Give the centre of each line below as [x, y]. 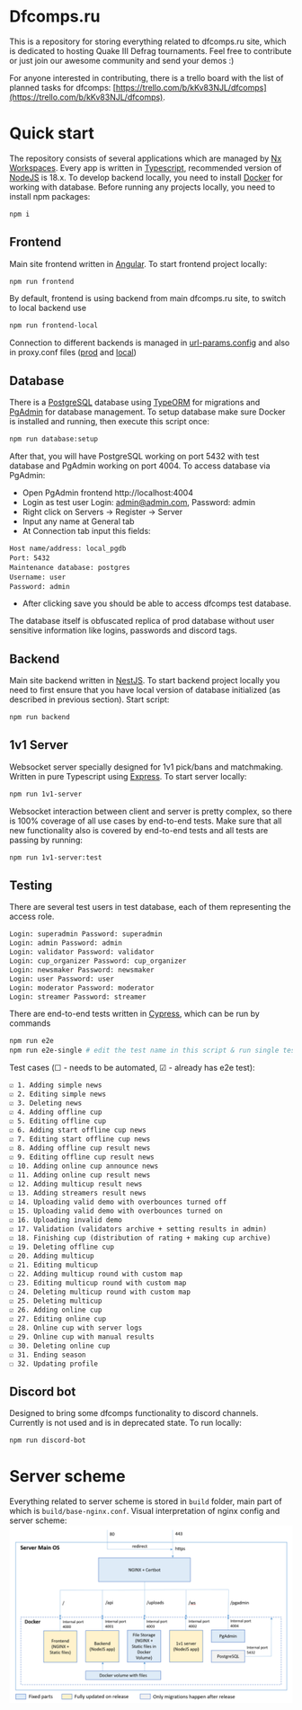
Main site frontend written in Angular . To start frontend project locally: [138, 263]
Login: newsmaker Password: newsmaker [82, 970]
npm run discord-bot [48, 1440]
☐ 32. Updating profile [54, 1364]
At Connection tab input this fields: [86, 531]
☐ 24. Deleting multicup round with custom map [100, 1292]
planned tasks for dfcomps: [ [63, 87]
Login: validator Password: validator [82, 952]
